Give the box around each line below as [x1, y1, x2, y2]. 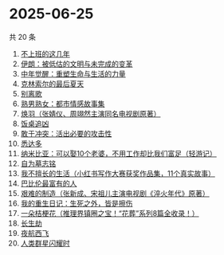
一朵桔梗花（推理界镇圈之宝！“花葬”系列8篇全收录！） [20, 208, 199, 218]
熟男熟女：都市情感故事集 [20, 99, 105, 108]
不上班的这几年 [20, 49, 70, 58]
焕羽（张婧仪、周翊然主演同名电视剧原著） [20, 108, 161, 118]
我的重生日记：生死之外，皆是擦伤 [20, 198, 133, 208]
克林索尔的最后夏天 [20, 79, 84, 88]
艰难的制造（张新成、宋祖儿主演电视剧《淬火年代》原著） [20, 188, 210, 198]
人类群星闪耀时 [20, 238, 70, 248]
